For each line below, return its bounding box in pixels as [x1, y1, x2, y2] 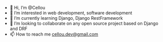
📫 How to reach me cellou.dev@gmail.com [9, 31, 98, 37]
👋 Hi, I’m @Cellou [9, 5, 45, 10]
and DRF [9, 26, 28, 32]
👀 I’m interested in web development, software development [9, 10, 132, 16]
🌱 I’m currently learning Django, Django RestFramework [9, 15, 123, 21]
